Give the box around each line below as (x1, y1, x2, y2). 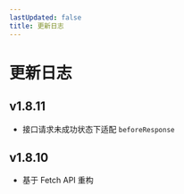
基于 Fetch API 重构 (21, 175, 94, 186)
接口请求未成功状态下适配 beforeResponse (21, 123, 175, 134)
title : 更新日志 (9, 21, 64, 30)
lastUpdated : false (9, 13, 82, 22)
